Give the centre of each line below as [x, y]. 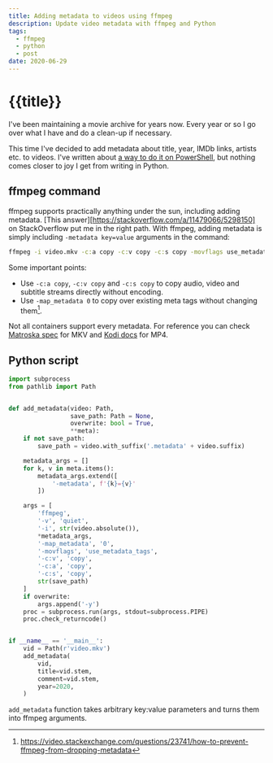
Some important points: [48, 267]
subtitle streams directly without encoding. [92, 292]
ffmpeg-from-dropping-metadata [76, 750]
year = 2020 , [56, 687]
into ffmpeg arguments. [48, 718]
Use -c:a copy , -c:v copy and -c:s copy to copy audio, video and [130, 283]
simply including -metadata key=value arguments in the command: [119, 237]
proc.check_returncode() [65, 619]
